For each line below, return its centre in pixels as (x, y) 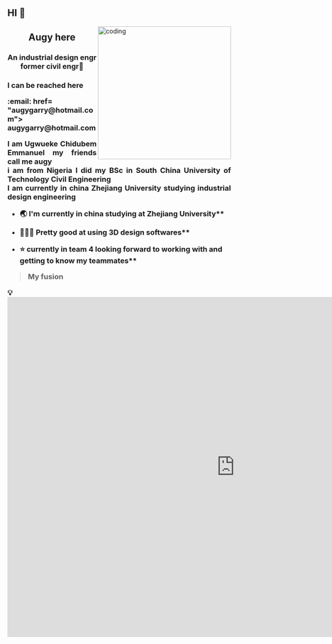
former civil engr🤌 (52, 66)
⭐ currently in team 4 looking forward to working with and (121, 249)
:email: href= (30, 101)
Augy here (52, 37)
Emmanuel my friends (52, 153)
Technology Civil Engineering (59, 179)
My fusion (46, 276)
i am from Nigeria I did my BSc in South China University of (119, 171)
